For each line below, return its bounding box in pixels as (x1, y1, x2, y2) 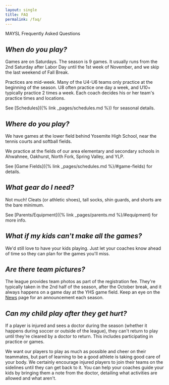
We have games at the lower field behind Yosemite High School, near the (5, 133, 157, 139)
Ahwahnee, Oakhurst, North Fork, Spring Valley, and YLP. (5, 153, 125, 159)
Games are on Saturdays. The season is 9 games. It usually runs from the (5, 59, 158, 65)
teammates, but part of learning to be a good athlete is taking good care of (5, 354, 160, 360)
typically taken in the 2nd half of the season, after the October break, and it (5, 284, 162, 290)
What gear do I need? (5, 183, 75, 192)
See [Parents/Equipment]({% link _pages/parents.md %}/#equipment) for (5, 211, 158, 217)
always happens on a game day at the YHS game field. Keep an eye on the (5, 289, 160, 295)
